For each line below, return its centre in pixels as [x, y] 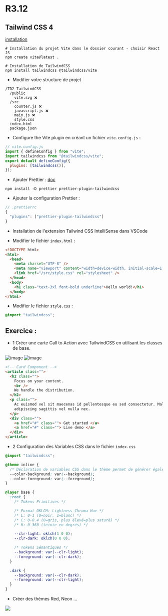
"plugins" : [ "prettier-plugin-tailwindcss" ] [57, 217]
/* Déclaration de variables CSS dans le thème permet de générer [80, 469]
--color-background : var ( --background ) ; [52, 474]
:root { [18, 497]
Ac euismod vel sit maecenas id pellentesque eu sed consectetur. [85, 404]
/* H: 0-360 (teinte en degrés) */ [51, 525]
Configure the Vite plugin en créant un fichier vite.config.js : [76, 138]
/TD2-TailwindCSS [23, 89]
